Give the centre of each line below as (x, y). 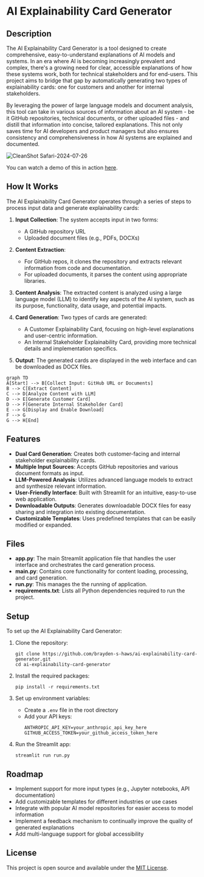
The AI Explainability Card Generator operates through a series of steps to (99, 201)
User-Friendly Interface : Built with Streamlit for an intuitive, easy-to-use (106, 492)
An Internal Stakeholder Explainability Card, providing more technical (110, 342)
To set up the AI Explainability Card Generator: (64, 631)
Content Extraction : (40, 249)
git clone (28, 654)
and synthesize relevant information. (61, 486)
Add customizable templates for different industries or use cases (96, 802)
